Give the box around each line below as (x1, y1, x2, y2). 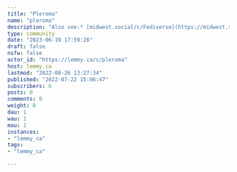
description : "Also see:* (7, 23, 83, 30)
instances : (7, 128, 39, 135)
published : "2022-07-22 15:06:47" (7, 75, 109, 83)
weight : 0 (7, 102, 37, 109)
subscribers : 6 (7, 82, 52, 90)
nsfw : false (7, 50, 42, 57)
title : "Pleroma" (7, 10, 59, 18)
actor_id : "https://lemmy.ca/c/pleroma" (7, 56, 128, 63)
